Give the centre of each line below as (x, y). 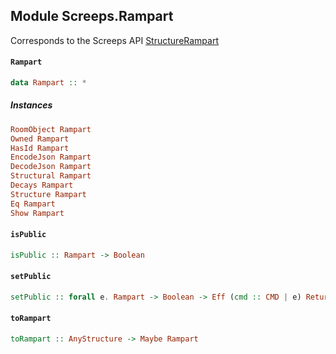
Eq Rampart (33, 204)
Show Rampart (37, 213)
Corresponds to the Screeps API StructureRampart (114, 40)
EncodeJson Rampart (51, 157)
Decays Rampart (42, 185)
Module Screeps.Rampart (92, 16)
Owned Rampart (40, 139)
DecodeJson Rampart (51, 167)
